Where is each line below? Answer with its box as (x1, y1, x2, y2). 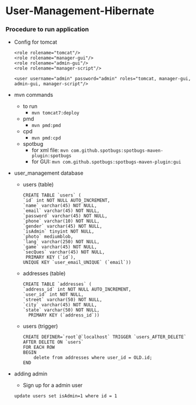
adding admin (14, 370, 48, 377)
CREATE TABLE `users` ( (22, 192, 82, 198)
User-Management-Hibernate (5, 4, 155, 18)
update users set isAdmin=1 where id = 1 (14, 393, 117, 399)
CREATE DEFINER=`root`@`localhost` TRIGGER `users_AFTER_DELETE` (22, 334, 187, 340)
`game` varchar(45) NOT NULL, (22, 244, 98, 250)
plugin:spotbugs (31, 153, 72, 159)
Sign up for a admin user (22, 382, 83, 389)
